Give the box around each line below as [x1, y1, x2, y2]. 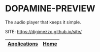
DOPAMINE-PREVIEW [5, 3, 96, 14]
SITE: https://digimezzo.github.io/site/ [5, 28, 82, 34]
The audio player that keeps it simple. [5, 19, 81, 25]
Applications [7, 40, 38, 47]
